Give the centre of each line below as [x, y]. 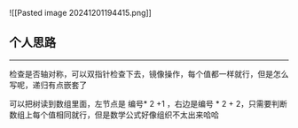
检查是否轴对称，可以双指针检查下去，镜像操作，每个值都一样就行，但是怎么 [149, 73]
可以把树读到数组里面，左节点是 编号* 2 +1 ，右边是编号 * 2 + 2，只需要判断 [149, 103]
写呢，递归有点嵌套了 [48, 85]
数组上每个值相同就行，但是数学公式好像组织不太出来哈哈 [114, 115]
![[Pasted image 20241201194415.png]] [81, 13]
